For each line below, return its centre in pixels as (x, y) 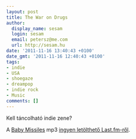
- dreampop (20, 84)
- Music (16, 95)
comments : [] (22, 101)
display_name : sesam (37, 28)
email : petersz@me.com (40, 40)
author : (16, 23)
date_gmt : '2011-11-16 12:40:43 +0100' (56, 56)
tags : (13, 62)
